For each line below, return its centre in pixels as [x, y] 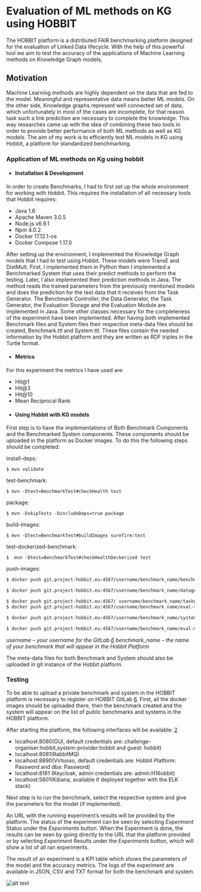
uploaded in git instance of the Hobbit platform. [65, 664]
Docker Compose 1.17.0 [43, 242]
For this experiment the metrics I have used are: [65, 370]
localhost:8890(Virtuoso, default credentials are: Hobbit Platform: [95, 760]
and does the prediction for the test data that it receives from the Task [92, 292]
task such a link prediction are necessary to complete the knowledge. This [98, 118]
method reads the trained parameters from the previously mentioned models [100, 286]
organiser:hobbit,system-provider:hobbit [65, 748]
